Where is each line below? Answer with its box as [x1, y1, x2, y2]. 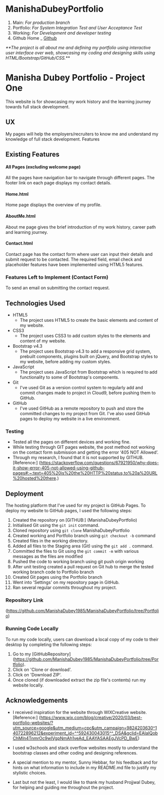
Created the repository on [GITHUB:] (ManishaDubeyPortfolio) [12, 517, 138, 523]
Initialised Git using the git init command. [12, 523, 99, 528]
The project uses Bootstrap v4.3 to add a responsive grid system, [19, 348, 151, 354]
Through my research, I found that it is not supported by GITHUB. [12, 455, 144, 460]
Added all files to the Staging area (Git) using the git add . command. [12, 543, 154, 549]
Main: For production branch [12, 20, 70, 25]
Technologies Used [5, 299, 65, 307]
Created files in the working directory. [12, 538, 89, 544]
